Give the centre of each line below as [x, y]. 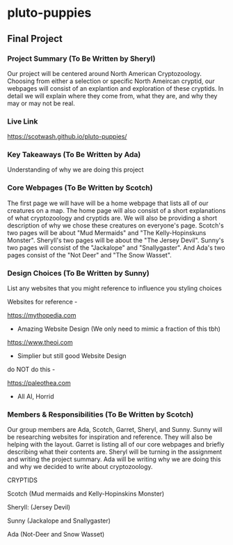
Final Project [35, 39]
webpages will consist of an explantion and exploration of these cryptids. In [115, 88]
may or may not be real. [41, 103]
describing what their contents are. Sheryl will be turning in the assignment [115, 452]
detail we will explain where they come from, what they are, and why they [112, 96]
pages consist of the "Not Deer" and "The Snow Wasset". [89, 255]
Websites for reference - [42, 302]
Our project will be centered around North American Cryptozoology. [104, 73]
